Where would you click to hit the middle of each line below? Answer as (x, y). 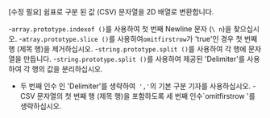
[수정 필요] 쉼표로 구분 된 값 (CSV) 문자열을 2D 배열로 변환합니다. (111, 12)
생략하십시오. (41, 106)
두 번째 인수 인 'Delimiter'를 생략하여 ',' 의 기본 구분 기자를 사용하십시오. (135, 86)
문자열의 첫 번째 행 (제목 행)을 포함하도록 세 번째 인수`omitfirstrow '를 (146, 96)
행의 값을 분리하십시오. (67, 69)
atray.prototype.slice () (66, 39)
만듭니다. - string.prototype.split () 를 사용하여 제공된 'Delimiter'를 (134, 59)
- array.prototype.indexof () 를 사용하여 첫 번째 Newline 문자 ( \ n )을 (120, 29)
